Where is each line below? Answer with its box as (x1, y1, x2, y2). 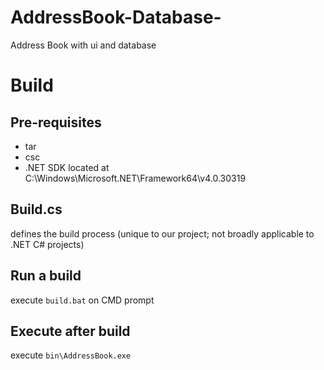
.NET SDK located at (24, 161, 110, 173)
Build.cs (10, 201, 63, 218)
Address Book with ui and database (10, 39, 157, 51)
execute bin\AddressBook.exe (10, 349, 132, 361)
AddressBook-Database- (10, 6, 222, 29)
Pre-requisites (10, 114, 102, 131)
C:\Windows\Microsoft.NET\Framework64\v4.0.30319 (24, 172, 247, 184)
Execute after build (10, 322, 131, 340)
